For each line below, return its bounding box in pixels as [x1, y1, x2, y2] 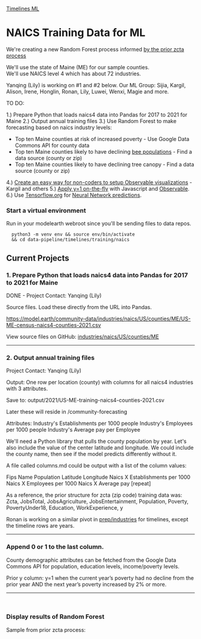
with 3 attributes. [6, 385, 48, 392]
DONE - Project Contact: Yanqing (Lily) [6, 292, 102, 299]
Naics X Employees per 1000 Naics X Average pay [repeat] [6, 480, 151, 487]
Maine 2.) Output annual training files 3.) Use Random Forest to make [6, 117, 176, 124]
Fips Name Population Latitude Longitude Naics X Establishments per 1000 [6, 473, 191, 481]
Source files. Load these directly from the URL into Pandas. [6, 303, 153, 310]
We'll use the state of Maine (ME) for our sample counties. [6, 63, 150, 71]
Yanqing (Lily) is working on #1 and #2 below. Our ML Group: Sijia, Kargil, [6, 81, 186, 88]
